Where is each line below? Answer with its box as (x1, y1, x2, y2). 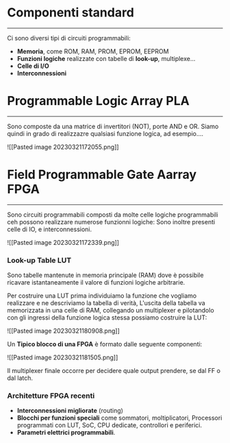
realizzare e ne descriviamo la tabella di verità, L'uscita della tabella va (7, 299, 205, 307)
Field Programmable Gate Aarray (7, 167, 197, 182)
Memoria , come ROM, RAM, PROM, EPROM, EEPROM (16, 47, 169, 56)
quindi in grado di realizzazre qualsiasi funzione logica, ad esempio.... (7, 129, 204, 138)
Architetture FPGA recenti (7, 391, 95, 400)
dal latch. (7, 374, 33, 382)
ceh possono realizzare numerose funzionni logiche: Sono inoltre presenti (7, 217, 216, 226)
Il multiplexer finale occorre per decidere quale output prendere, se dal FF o (7, 367, 221, 375)
